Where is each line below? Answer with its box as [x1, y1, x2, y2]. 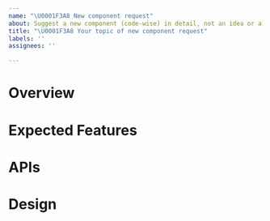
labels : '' [8, 34, 45, 43]
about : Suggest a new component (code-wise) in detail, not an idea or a [8, 19, 263, 28]
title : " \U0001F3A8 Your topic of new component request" [8, 27, 208, 35]
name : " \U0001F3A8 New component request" [8, 11, 154, 20]
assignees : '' [8, 42, 57, 50]
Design [8, 195, 57, 213]
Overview [8, 84, 75, 102]
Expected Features [8, 121, 137, 139]
